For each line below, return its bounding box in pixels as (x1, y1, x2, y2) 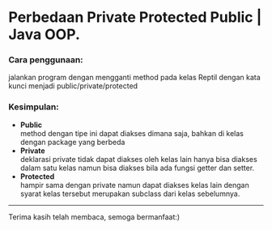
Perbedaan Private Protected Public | (8, 8, 262, 27)
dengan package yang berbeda (19, 137, 125, 147)
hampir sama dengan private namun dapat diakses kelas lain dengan (19, 180, 249, 190)
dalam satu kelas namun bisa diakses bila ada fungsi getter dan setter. (19, 163, 255, 172)
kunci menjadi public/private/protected (8, 81, 138, 91)
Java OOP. (8, 25, 81, 44)
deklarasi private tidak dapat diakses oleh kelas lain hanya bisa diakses (19, 154, 257, 164)
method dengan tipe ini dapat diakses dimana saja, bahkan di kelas (19, 128, 244, 138)
